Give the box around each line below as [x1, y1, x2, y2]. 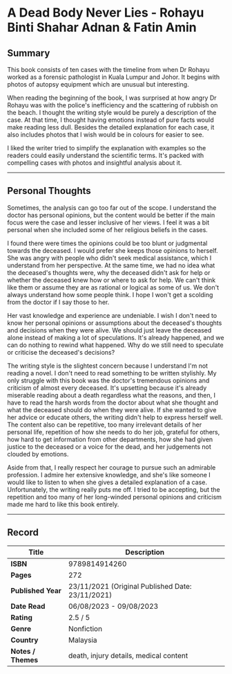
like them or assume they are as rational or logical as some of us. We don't [7, 283, 220, 292]
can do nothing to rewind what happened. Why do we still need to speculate [7, 341, 224, 349]
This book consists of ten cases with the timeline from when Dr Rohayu [7, 66, 210, 73]
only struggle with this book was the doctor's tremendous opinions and [7, 376, 210, 384]
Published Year [10, 585, 62, 595]
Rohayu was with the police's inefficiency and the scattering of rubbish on [7, 101, 218, 109]
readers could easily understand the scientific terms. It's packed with [7, 151, 204, 159]
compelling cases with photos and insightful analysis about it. [7, 159, 182, 167]
